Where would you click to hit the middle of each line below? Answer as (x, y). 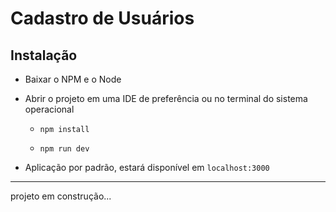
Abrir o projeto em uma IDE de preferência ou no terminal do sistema (166, 98)
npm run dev (64, 149)
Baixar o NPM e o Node (73, 79)
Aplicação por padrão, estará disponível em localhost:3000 (147, 167)
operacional (49, 109)
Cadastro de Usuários (102, 18)
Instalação (44, 55)
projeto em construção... (61, 196)
